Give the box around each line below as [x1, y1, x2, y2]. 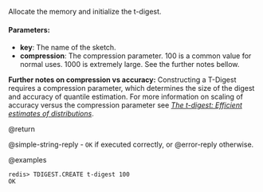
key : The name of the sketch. [19, 43, 117, 53]
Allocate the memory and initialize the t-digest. [8, 7, 162, 16]
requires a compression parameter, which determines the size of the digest [8, 84, 255, 93]
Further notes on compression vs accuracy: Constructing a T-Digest [8, 75, 237, 84]
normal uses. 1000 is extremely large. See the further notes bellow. [19, 60, 240, 69]
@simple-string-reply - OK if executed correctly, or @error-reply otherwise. [8, 139, 254, 150]
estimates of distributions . [8, 109, 94, 119]
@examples [8, 155, 47, 165]
